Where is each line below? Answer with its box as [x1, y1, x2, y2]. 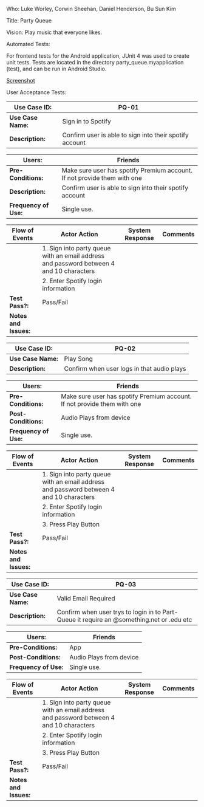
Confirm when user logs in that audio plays [64, 365, 186, 373]
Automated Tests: [6, 41, 50, 47]
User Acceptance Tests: [6, 89, 67, 96]
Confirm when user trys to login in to [56, 608, 161, 616]
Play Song [64, 355, 93, 363]
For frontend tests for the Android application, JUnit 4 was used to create [6, 52, 190, 60]
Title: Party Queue [6, 17, 52, 24]
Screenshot [6, 77, 35, 84]
